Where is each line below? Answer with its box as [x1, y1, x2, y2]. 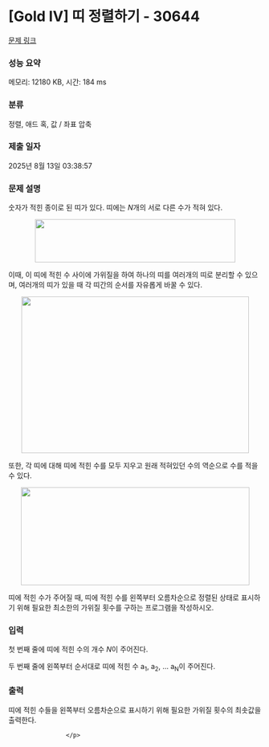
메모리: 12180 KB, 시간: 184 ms [8, 77, 107, 87]
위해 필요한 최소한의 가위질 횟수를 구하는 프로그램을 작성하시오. [16, 603, 214, 613]
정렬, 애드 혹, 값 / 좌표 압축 [8, 119, 92, 129]
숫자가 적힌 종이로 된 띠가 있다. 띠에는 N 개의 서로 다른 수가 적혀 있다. [8, 202, 223, 213]
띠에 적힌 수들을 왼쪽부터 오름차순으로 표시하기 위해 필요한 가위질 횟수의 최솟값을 [8, 704, 262, 715]
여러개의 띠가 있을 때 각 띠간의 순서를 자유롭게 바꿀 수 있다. [18, 280, 203, 290]
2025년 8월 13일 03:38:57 [8, 161, 92, 170]
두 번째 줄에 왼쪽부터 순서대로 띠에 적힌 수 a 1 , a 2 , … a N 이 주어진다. [8, 662, 215, 673]
